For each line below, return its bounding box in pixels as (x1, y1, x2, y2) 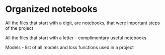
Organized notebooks (5, 3, 98, 15)
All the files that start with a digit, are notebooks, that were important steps (5, 20, 160, 26)
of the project (5, 25, 34, 31)
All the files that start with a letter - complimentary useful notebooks (5, 35, 147, 41)
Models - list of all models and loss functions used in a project (5, 44, 134, 50)
